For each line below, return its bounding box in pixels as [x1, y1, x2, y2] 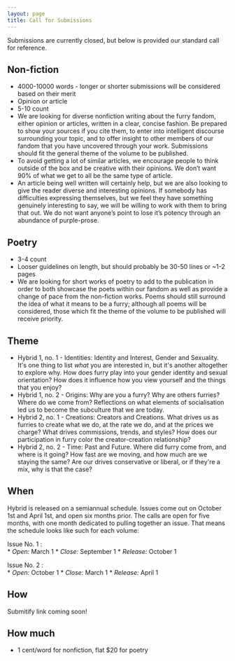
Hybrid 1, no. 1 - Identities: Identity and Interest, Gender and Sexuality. [17, 353, 219, 361]
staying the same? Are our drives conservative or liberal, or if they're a [17, 457, 220, 466]
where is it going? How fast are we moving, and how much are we [17, 450, 208, 459]
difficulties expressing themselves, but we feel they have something [17, 194, 213, 202]
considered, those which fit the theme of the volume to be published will [17, 307, 226, 316]
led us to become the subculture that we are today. [17, 405, 164, 414]
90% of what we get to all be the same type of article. [17, 172, 173, 180]
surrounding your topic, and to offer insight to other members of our [17, 134, 214, 143]
